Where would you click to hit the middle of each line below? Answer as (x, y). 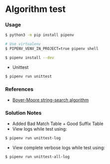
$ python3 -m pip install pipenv (40, 35)
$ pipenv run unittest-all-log (37, 157)
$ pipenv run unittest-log (33, 138)
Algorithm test (35, 9)
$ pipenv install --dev (30, 58)
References (19, 89)
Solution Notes (24, 113)
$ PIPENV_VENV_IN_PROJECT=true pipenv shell (52, 49)
